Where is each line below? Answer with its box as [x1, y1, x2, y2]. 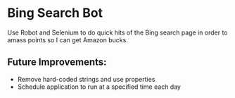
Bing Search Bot [7, 5, 103, 21]
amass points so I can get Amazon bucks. [7, 35, 128, 44]
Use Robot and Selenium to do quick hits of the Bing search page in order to [7, 28, 228, 37]
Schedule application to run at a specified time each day [17, 82, 182, 91]
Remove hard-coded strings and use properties [17, 75, 155, 83]
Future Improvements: [7, 56, 107, 68]
